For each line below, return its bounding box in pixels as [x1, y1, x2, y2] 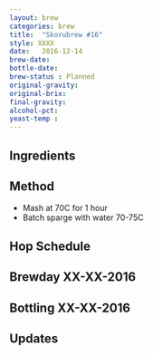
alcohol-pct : [9, 106, 59, 115]
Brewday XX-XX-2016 [9, 269, 137, 285]
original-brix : [9, 89, 67, 98]
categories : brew [9, 22, 75, 31]
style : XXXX [9, 38, 54, 48]
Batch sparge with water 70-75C [22, 212, 144, 223]
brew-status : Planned [9, 72, 95, 82]
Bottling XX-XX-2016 [9, 300, 131, 315]
